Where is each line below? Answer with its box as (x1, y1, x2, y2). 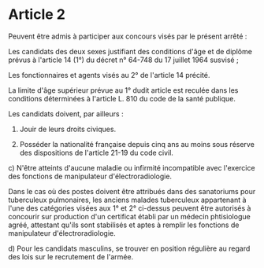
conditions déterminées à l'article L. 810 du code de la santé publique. (8, 94, 236, 103)
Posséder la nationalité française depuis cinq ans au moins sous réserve (19, 139, 255, 149)
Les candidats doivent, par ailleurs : (8, 108, 124, 119)
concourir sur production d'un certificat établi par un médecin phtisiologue (8, 211, 251, 221)
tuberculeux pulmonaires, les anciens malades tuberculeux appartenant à (8, 195, 247, 204)
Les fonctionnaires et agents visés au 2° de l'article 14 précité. (8, 70, 210, 79)
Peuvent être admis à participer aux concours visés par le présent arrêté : (8, 31, 247, 41)
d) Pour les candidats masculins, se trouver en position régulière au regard (8, 244, 251, 253)
